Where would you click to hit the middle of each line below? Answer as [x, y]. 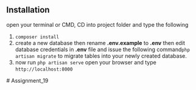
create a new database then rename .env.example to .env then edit [100, 43]
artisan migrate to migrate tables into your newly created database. [101, 56]
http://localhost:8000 [44, 69]
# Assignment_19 [27, 80]
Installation [28, 10]
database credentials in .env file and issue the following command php [103, 49]
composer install [37, 37]
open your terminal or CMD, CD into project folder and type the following [97, 24]
